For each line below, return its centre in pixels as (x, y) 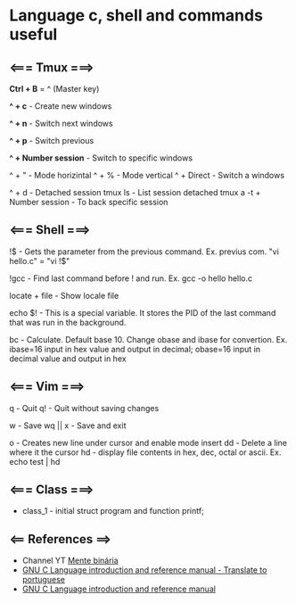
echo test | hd (35, 461)
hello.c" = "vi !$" (40, 260)
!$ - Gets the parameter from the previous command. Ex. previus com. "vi (144, 252)
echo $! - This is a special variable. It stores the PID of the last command (143, 312)
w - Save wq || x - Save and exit (68, 425)
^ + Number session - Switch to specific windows (101, 158)
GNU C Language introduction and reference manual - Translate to (144, 570)
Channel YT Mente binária (70, 561)
